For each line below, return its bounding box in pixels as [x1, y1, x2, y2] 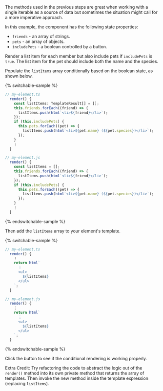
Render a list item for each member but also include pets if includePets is [5, 53, 153, 59]
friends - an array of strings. [12, 34, 70, 39]
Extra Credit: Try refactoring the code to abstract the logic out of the [5, 365, 143, 371]
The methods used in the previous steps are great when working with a [5, 4, 148, 10]
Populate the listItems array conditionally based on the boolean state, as [5, 68, 153, 74]
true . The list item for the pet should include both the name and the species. [5, 59, 159, 64]
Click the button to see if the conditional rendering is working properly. [5, 356, 147, 362]
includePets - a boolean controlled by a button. [12, 44, 107, 49]
